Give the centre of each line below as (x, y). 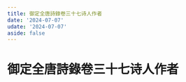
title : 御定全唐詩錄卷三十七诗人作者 (55, 14)
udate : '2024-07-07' (37, 26)
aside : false (26, 33)
